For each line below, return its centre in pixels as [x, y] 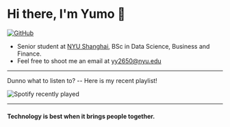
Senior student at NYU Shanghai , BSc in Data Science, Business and [113, 46]
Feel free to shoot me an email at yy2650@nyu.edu [89, 60]
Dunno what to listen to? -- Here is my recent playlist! [82, 80]
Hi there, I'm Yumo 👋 [66, 14]
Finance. [29, 54]
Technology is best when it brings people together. [81, 116]
